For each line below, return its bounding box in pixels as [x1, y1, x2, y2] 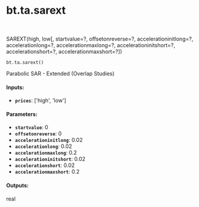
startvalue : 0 [14, 123, 49, 131]
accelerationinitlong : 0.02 [14, 137, 83, 144]
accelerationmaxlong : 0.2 [14, 149, 77, 156]
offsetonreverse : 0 [14, 130, 62, 137]
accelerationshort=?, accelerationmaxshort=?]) [6, 48, 123, 55]
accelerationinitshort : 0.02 [14, 156, 85, 163]
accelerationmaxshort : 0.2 [14, 168, 80, 175]
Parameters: [6, 110, 38, 118]
